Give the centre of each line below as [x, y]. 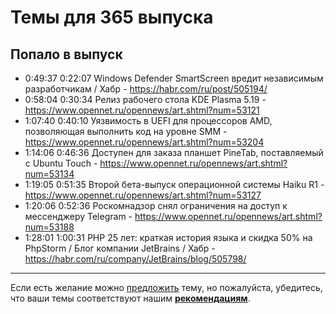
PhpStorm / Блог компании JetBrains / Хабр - [120, 248]
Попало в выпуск [66, 54]
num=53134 [49, 174]
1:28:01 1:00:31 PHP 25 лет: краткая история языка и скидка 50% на [168, 237]
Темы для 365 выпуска [112, 17]
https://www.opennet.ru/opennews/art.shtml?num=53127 [143, 195]
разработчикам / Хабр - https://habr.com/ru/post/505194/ [146, 89]
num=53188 [49, 227]
